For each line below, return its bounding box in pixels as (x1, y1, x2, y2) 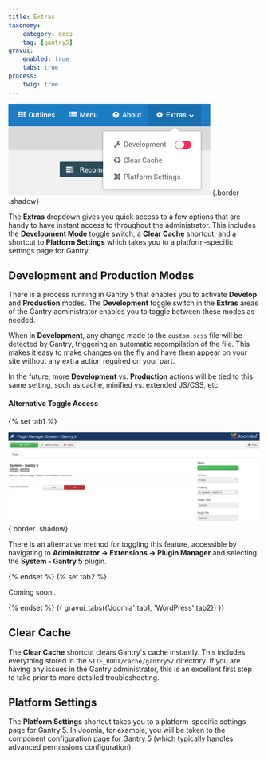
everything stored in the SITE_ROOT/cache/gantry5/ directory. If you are (8, 655, 241, 665)
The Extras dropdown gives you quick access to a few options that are (8, 212, 241, 221)
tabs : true (22, 64, 59, 72)
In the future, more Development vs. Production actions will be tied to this (8, 372, 254, 381)
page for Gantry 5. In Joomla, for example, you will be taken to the (8, 726, 226, 735)
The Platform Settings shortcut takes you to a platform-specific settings (8, 717, 246, 726)
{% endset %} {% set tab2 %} (8, 571, 108, 581)
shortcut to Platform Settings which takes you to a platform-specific (8, 237, 234, 247)
